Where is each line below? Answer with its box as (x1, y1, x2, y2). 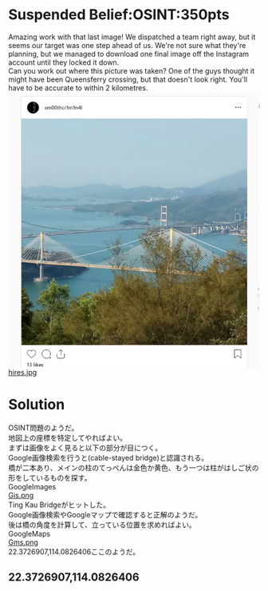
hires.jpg (8, 367, 37, 377)
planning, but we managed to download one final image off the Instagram (8, 49, 250, 58)
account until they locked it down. (8, 58, 120, 67)
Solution (8, 396, 65, 413)
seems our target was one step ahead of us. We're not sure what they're (8, 40, 246, 50)
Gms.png (8, 537, 38, 547)
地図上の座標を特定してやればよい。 (8, 433, 128, 442)
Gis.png (8, 490, 34, 500)
